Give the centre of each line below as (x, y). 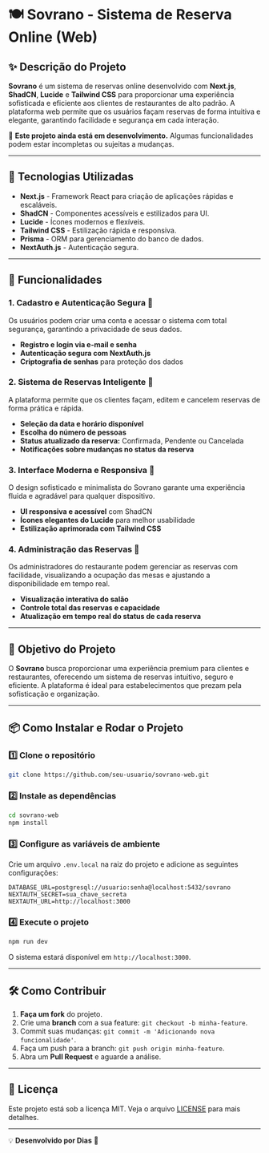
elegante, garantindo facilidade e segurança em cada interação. (114, 120)
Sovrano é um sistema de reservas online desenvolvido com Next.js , (122, 86)
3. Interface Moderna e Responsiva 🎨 (81, 470)
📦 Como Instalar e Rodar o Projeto (96, 728)
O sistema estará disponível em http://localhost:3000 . (100, 957)
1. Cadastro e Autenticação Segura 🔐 (81, 303)
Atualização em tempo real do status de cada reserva (110, 617)
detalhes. (24, 1117)
